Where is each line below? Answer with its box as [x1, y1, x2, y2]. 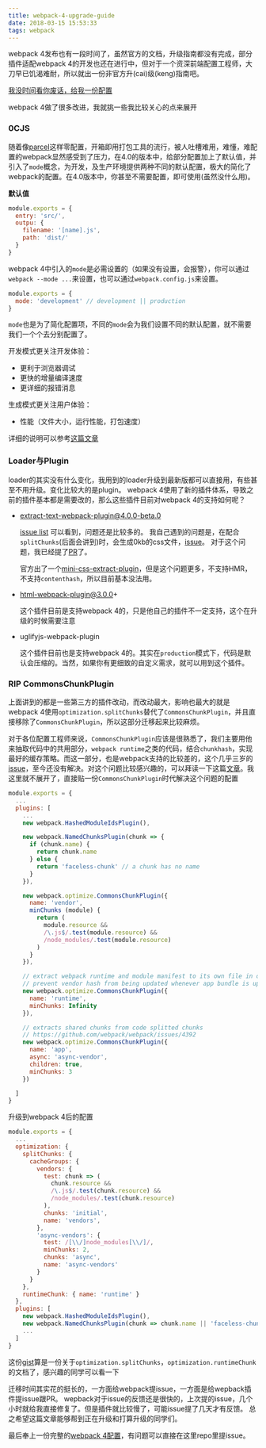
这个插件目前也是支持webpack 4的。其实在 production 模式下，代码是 [19, 648, 245, 657]
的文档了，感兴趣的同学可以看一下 [8, 1367, 120, 1377]
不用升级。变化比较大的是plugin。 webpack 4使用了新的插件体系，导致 [14, 485, 247, 494]
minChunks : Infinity [28, 1002, 97, 1009]
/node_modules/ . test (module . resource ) [43, 936, 172, 944]
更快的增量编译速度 [19, 373, 83, 383]
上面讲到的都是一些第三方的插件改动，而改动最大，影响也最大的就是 [8, 697, 230, 707]
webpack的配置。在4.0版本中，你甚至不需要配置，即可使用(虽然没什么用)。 [8, 171, 255, 181]
